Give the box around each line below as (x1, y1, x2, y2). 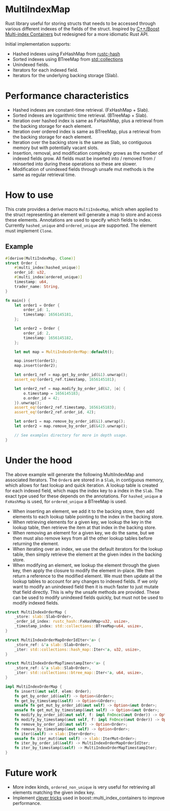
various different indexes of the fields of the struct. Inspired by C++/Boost (5, 25, 159, 31)
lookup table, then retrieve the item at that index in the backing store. (12, 524, 157, 531)
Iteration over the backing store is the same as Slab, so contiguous (12, 139, 152, 145)
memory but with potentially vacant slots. (12, 145, 99, 151)
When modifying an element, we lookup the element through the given (12, 562, 160, 568)
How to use (5, 189, 54, 201)
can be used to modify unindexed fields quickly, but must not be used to (12, 594, 163, 601)
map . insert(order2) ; (14, 363, 58, 368)
